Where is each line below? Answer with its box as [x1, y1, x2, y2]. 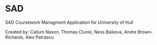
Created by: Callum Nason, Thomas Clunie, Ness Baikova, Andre [5, 29, 137, 35]
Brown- [137, 29, 153, 35]
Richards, [5, 34, 25, 40]
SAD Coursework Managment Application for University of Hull [5, 19, 134, 25]
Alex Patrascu [25, 34, 54, 40]
